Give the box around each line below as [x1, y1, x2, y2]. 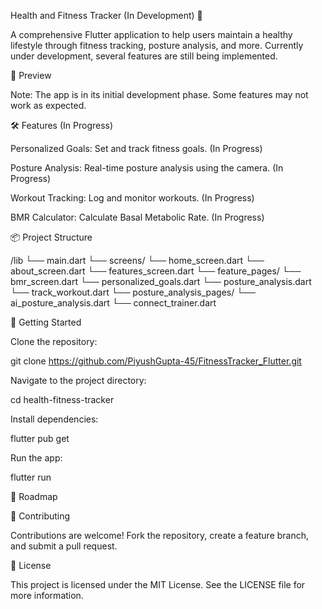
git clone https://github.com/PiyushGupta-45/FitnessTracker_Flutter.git [10, 355, 302, 367]
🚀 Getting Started [10, 316, 82, 328]
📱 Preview [10, 70, 52, 81]
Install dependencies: [10, 413, 99, 425]
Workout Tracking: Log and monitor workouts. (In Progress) [10, 192, 255, 204]
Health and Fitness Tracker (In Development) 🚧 [10, 10, 203, 21]
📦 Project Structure [10, 231, 93, 243]
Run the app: [10, 452, 63, 464]
